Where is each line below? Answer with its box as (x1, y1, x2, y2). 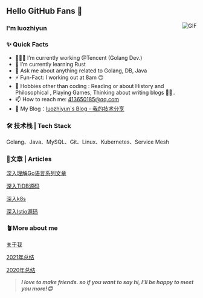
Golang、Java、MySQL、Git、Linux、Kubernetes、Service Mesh (6, 138, 169, 145)
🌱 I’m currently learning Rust (14, 60, 86, 68)
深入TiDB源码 (6, 182, 40, 190)
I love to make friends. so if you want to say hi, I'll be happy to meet (21, 278, 194, 285)
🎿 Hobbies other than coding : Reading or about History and (14, 82, 164, 89)
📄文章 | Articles (6, 154, 52, 163)
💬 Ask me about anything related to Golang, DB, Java (14, 67, 147, 74)
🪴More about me (6, 224, 59, 232)
